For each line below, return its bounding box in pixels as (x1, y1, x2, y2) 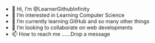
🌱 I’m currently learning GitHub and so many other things (11, 18, 150, 24)
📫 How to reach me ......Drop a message (11, 31, 110, 37)
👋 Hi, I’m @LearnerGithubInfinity (11, 6, 90, 12)
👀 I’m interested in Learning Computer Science (11, 12, 125, 19)
